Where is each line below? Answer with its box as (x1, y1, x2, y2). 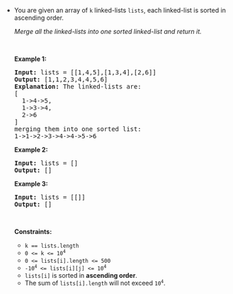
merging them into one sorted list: (13, 125, 142, 133)
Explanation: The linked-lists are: (13, 83, 142, 91)
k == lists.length (24, 242, 79, 249)
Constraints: (13, 227, 52, 236)
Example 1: (13, 55, 47, 63)
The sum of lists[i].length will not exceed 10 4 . (24, 279, 166, 287)
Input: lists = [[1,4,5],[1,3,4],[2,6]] (13, 69, 157, 77)
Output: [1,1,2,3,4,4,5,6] (13, 76, 108, 84)
